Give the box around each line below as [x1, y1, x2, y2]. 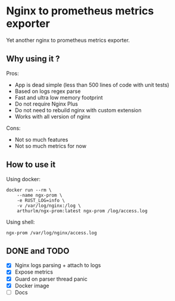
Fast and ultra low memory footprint [14, 94, 103, 101]
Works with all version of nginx [14, 113, 91, 120]
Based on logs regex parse [14, 88, 81, 95]
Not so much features [14, 136, 68, 143]
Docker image [14, 282, 49, 289]
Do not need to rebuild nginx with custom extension [14, 106, 142, 114]
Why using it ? [6, 54, 61, 64]
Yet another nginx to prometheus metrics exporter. [6, 36, 130, 44]
